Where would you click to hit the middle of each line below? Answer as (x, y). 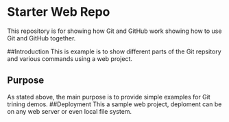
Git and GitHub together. (41, 38)
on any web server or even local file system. (70, 111)
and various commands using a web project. (70, 58)
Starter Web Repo (59, 12)
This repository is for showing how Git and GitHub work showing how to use (114, 31)
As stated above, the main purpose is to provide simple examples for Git (109, 97)
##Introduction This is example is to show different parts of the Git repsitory (114, 51)
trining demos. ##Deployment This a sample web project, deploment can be (114, 104)
